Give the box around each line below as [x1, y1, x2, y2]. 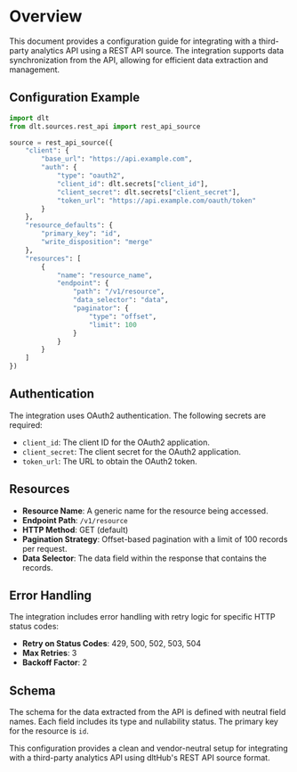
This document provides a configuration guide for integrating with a [9, 36, 257, 46]
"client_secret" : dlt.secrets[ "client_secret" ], [56, 187, 241, 197]
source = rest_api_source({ [9, 138, 114, 147]
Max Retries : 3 [21, 648, 77, 659]
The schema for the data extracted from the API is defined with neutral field [9, 707, 286, 718]
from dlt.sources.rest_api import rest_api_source [9, 122, 201, 131]
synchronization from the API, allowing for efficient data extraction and [9, 54, 269, 65]
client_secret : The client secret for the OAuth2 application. [21, 446, 242, 456]
